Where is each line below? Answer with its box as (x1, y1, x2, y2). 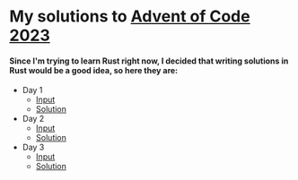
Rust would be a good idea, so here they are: (9, 64, 179, 75)
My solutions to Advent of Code (9, 6, 250, 27)
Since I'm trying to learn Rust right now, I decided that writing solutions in (9, 56, 289, 66)
